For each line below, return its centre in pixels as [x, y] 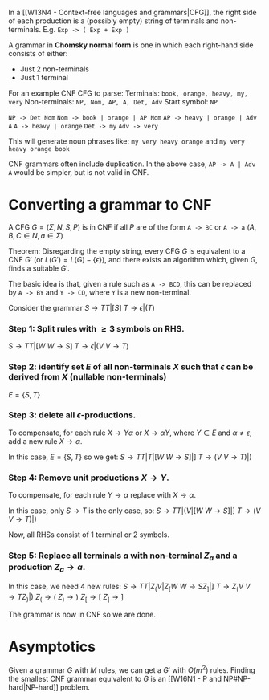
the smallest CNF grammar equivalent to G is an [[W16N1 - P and [115, 679]
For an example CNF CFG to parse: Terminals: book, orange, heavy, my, [128, 93]
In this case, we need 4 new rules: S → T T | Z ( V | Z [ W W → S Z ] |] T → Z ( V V [129, 587]
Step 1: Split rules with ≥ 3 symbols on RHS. [96, 328]
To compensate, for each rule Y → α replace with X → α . [102, 495]
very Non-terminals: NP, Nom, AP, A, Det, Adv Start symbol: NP [113, 102]
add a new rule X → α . [45, 441]
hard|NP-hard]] [33, 687]
